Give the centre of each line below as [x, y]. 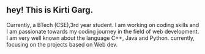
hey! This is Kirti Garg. [50, 10]
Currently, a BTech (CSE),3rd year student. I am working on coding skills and [103, 25]
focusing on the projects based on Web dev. [62, 44]
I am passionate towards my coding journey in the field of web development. [103, 31]
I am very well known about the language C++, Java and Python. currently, [100, 38]
